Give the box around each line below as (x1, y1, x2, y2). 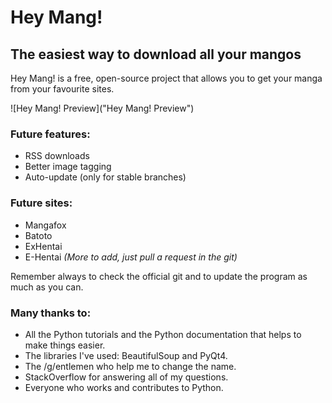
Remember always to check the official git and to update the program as (10, 270, 308, 282)
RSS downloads (24, 150, 90, 162)
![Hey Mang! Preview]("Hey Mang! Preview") (10, 102, 195, 114)
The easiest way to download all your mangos (10, 46, 302, 63)
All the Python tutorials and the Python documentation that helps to (24, 328, 302, 340)
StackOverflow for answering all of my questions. (24, 371, 229, 383)
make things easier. (24, 339, 106, 351)
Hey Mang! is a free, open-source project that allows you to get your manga (10, 72, 323, 84)
